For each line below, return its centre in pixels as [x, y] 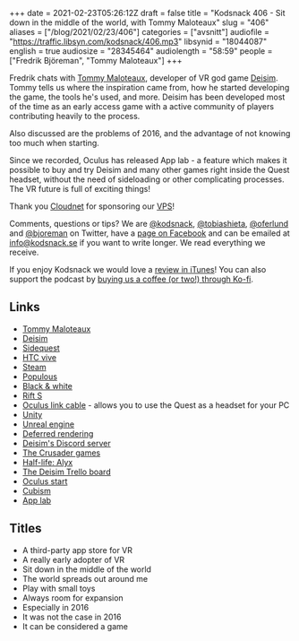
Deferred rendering [58, 433]
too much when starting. [55, 143]
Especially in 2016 [56, 607]
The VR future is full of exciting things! [80, 189]
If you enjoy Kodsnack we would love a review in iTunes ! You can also [138, 269]
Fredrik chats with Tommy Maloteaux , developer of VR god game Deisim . [144, 78]
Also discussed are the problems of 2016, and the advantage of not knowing [150, 133]
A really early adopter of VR [73, 559]
